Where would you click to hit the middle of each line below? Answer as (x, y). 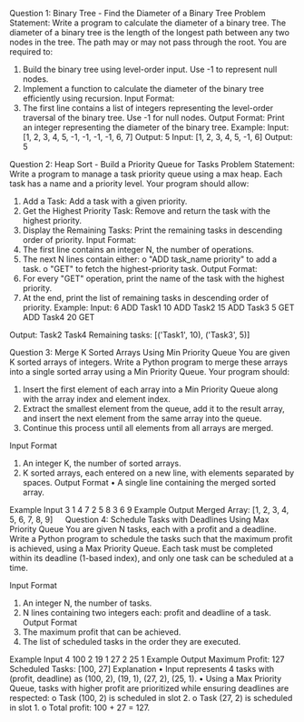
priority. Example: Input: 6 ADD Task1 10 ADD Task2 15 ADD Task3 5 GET (158, 307)
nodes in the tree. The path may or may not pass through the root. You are (148, 42)
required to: (31, 52)
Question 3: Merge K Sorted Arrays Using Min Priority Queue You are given (150, 352)
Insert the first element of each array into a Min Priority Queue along (150, 389)
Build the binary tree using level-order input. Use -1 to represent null (150, 69)
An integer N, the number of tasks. (87, 603)
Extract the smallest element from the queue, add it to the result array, (153, 409)
